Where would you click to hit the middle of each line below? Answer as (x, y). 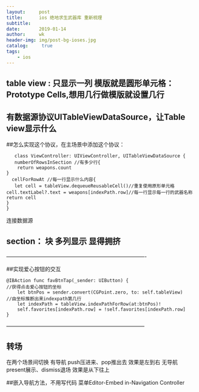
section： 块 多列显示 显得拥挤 (63, 242)
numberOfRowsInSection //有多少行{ (58, 162)
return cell (21, 198)
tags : (13, 52)
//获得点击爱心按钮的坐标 (34, 287)
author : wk (25, 35)
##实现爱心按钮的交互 (34, 269)
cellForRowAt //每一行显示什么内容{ (54, 179)
